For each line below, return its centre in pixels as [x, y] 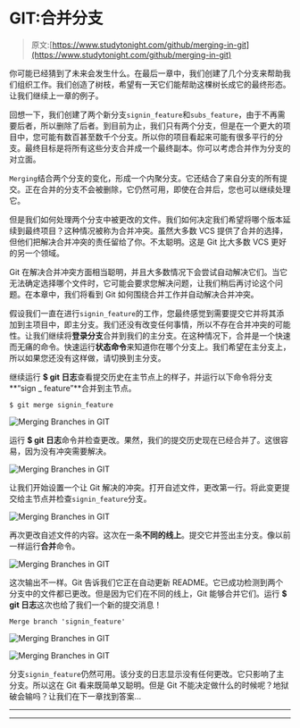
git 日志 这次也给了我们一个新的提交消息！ [86, 605]
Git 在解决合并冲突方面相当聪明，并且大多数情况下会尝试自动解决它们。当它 [149, 272]
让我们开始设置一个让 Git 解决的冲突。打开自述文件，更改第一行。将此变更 [146, 487]
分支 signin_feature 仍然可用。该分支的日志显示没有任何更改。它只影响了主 [147, 674]
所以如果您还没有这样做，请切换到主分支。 [87, 357]
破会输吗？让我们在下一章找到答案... [75, 696]
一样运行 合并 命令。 [45, 546]
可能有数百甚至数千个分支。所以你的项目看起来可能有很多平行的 [157, 137]
